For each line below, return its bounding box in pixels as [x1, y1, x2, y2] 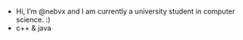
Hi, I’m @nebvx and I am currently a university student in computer [15, 7, 236, 16]
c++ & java [15, 24, 52, 32]
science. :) [15, 15, 51, 24]
